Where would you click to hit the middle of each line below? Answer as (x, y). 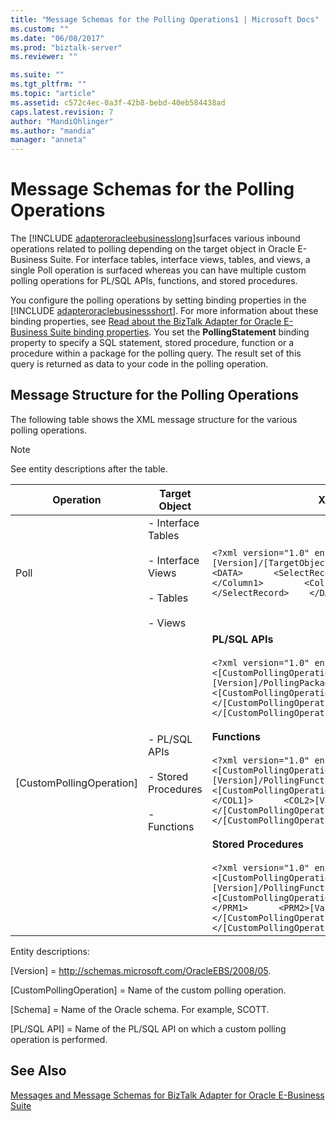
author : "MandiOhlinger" (62, 121)
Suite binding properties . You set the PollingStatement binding (179, 332)
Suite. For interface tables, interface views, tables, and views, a (180, 260)
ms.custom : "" (40, 29)
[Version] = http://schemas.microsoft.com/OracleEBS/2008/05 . (141, 970)
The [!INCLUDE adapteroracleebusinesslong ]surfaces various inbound (155, 238)
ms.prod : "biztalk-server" (66, 47)
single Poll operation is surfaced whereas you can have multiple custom (158, 270)
